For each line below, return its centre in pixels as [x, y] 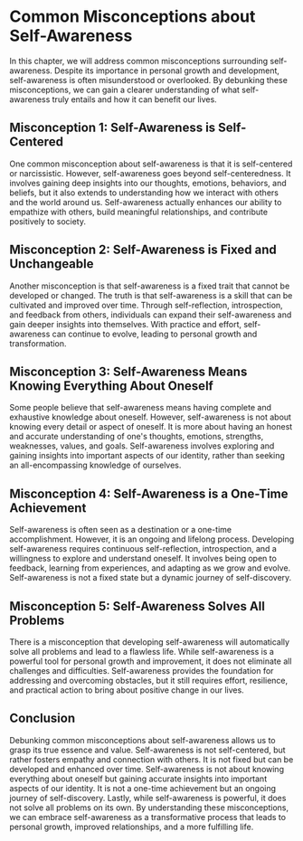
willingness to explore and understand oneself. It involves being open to [143, 559]
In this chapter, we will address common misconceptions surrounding [139, 61]
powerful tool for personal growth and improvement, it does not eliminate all [151, 661]
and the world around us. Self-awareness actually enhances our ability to [146, 202]
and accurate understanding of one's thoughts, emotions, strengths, [137, 437]
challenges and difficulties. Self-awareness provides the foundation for [142, 671]
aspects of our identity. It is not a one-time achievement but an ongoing [143, 788]
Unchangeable [52, 264]
